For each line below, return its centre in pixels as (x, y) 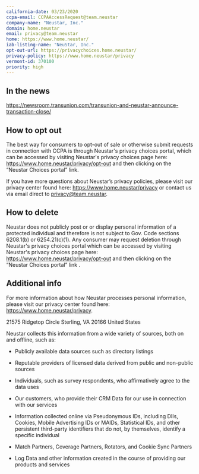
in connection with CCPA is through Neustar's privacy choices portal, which (99, 151)
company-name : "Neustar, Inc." (45, 23)
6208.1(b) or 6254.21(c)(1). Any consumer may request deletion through (94, 239)
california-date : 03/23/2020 (42, 12)
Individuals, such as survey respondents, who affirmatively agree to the (102, 380)
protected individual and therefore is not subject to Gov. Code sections (93, 233)
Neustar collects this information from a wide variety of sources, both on (95, 333)
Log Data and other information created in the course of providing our (100, 458)
